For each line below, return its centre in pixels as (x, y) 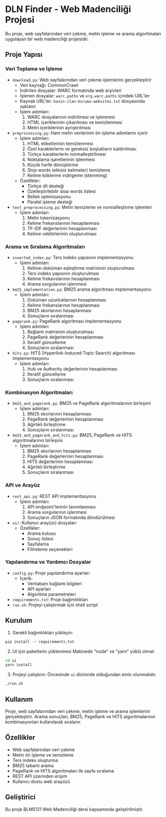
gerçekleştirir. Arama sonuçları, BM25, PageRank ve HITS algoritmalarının (80, 716)
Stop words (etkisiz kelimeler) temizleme (69, 170)
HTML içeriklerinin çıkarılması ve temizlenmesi (75, 122)
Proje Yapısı (24, 55)
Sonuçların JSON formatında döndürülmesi (71, 517)
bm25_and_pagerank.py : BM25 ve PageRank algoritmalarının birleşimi (82, 404)
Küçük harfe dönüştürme (53, 165)
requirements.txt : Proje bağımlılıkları (50, 599)
